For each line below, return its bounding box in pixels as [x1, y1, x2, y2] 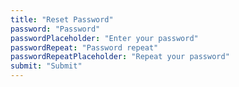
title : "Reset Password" [10, 14, 114, 25]
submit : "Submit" [10, 61, 83, 71]
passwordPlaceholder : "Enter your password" [10, 33, 199, 43]
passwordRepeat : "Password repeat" [10, 42, 159, 53]
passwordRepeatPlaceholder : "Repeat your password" [10, 52, 230, 62]
